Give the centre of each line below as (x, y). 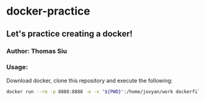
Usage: (17, 67)
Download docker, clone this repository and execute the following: (89, 80)
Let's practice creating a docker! (70, 34)
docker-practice (48, 11)
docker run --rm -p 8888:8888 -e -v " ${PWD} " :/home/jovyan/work (90, 92)
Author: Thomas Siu (37, 51)
